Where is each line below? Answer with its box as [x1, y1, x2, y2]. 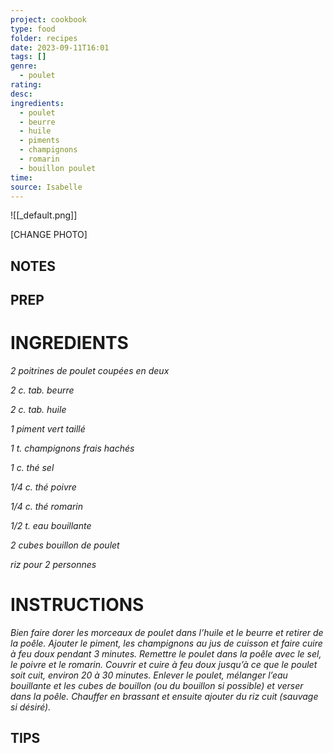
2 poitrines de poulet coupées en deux [10, 365, 170, 377]
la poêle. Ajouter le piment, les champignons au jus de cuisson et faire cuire [10, 637, 323, 650]
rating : [10, 80, 43, 90]
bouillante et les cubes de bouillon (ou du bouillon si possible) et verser [10, 680, 304, 692]
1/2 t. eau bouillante [10, 520, 92, 532]
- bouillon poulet [19, 163, 97, 173]
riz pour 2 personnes [10, 559, 97, 571]
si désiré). [10, 701, 52, 713]
